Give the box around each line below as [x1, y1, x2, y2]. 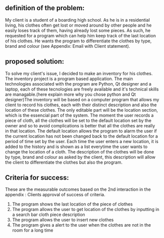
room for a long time [12, 227, 53, 233]
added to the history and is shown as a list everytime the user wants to [5, 144, 148, 149]
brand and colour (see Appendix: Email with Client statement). [5, 43, 131, 49]
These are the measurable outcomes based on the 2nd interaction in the [5, 186, 151, 192]
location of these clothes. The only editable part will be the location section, [5, 107, 158, 113]
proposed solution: [5, 58, 65, 66]
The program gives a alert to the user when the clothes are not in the [12, 222, 151, 228]
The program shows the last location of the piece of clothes [12, 201, 133, 207]
